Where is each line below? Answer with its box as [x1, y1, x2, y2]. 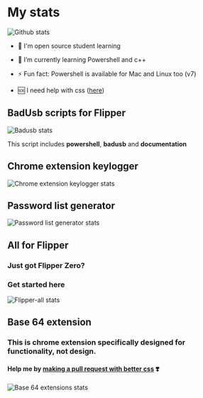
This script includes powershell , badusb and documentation [7, 139, 187, 148]
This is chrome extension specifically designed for [7, 338, 186, 348]
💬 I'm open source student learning [17, 41, 121, 50]
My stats [7, 4, 60, 21]
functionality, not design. [7, 346, 97, 356]
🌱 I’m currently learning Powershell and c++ [17, 55, 147, 64]
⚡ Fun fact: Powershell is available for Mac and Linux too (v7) [17, 69, 197, 78]
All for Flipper [7, 239, 69, 251]
